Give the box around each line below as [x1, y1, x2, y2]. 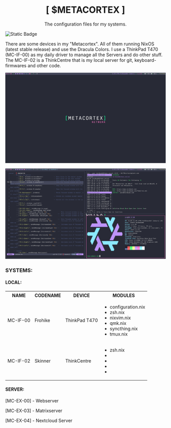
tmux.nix [109, 331, 128, 337]
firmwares [5, 62, 27, 68]
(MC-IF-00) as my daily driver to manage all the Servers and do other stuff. [5, 52, 163, 58]
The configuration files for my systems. [44, 21, 127, 27]
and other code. [27, 62, 61, 68]
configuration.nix [109, 303, 146, 310]
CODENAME [35, 292, 61, 298]
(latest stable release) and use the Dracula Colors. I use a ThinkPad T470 [5, 46, 159, 52]
